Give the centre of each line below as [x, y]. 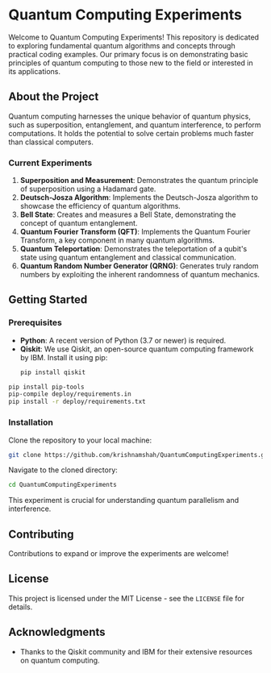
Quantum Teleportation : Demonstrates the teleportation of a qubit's [133, 249]
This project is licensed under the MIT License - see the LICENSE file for [126, 598]
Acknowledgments [57, 632]
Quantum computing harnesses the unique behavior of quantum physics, [130, 116]
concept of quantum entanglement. [79, 223]
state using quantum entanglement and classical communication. [128, 258]
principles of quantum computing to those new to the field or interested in [131, 63]
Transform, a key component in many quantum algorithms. [117, 240]
